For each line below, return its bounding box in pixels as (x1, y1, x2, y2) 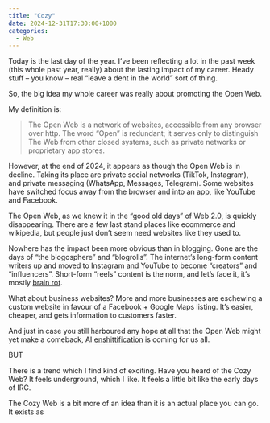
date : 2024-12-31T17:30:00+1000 (8, 19, 117, 27)
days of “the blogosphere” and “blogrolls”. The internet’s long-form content (8, 253, 259, 262)
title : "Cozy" (8, 11, 56, 20)
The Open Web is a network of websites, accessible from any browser (27, 120, 262, 129)
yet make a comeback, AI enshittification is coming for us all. (8, 335, 210, 344)
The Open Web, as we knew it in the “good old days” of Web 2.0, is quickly (8, 211, 257, 221)
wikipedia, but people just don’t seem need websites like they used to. (8, 228, 242, 238)
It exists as (8, 407, 44, 417)
